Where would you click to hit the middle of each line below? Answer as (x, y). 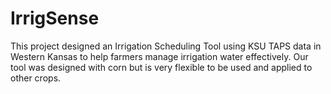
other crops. (36, 78)
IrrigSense (55, 18)
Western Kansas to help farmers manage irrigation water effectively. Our (159, 56)
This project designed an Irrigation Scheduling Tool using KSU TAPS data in (166, 46)
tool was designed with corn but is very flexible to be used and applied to (161, 67)
